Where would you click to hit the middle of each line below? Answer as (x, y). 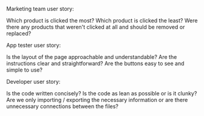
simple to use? (24, 70)
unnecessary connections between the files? (63, 106)
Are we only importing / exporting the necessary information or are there (97, 100)
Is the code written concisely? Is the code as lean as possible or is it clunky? (102, 93)
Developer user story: (33, 82)
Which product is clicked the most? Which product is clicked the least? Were (102, 20)
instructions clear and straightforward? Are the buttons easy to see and (95, 63)
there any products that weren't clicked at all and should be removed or (96, 27)
